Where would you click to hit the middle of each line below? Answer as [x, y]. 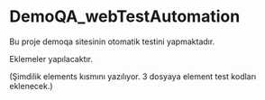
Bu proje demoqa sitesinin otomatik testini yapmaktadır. [112, 41]
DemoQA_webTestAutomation [125, 17]
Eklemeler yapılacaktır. [51, 59]
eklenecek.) [31, 86]
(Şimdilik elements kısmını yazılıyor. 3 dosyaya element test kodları [133, 76]
